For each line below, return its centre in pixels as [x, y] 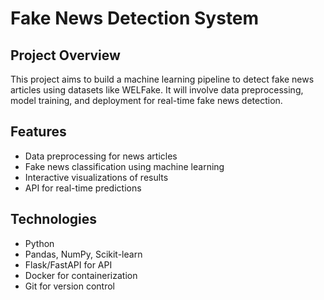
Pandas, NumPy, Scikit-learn [83, 254]
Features [38, 132]
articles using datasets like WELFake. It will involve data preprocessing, [157, 90]
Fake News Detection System [135, 18]
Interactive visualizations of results [96, 177]
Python [39, 243]
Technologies [54, 219]
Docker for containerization [81, 275]
